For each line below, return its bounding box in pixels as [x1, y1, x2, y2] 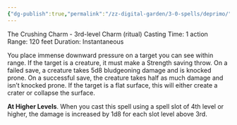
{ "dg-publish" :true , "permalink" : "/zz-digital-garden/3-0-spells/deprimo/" [7, 10, 232, 18]
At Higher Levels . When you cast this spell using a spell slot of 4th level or [7, 102, 224, 110]
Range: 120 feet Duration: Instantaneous [7, 37, 124, 46]
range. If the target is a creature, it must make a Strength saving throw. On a [7, 58, 228, 67]
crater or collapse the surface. [7, 88, 95, 97]
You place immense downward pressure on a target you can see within [7, 51, 214, 59]
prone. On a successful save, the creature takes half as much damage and [7, 73, 224, 82]
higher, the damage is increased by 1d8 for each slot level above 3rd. [7, 109, 208, 118]
